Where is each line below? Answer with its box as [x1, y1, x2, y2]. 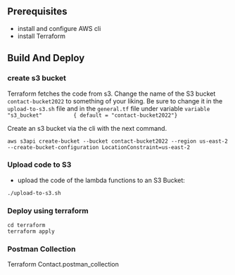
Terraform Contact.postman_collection [7, 260, 120, 269]
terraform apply [7, 228, 55, 235]
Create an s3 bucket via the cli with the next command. [7, 124, 167, 132]
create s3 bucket [7, 73, 67, 83]
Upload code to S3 [7, 160, 72, 170]
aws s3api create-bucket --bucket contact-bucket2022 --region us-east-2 [7, 137, 229, 145]
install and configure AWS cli [17, 24, 101, 32]
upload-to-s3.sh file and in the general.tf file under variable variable [7, 104, 210, 113]
